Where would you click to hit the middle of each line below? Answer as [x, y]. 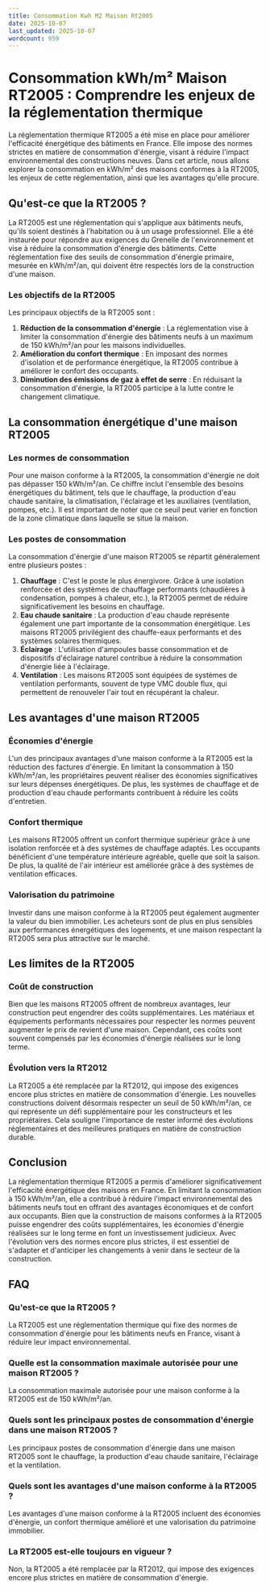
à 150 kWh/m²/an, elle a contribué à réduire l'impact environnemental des [130, 1199]
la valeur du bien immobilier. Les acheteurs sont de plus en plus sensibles [131, 921]
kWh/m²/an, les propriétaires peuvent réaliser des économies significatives [133, 775]
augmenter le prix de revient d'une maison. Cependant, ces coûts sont [125, 1030]
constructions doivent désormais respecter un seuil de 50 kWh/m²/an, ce [130, 1103]
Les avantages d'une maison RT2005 [104, 718]
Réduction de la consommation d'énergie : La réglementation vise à [134, 328]
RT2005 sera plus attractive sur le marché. [79, 938]
